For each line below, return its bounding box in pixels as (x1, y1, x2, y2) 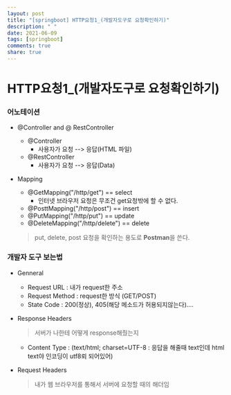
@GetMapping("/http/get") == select (27, 188, 133, 197)
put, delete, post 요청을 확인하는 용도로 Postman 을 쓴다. (34, 234, 190, 242)
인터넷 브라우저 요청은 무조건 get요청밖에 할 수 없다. (37, 197, 178, 205)
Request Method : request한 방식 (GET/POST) (27, 292, 157, 300)
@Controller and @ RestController (17, 123, 114, 132)
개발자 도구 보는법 (7, 252, 64, 262)
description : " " (7, 23, 57, 30)
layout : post (7, 10, 45, 17)
